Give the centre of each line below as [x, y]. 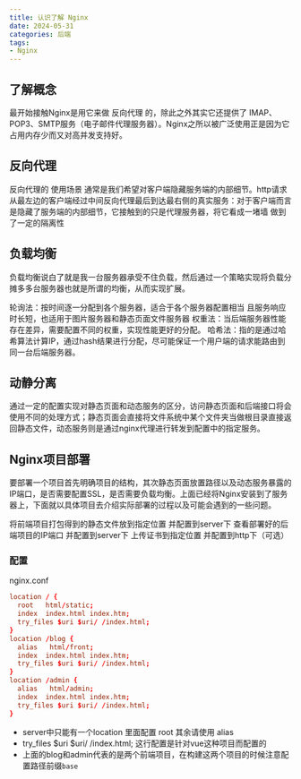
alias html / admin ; [56, 689]
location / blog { [42, 638]
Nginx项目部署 [50, 459]
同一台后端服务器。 [45, 352]
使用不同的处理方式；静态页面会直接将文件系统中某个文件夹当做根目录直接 [146, 417]
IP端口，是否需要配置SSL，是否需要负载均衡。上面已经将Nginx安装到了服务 [149, 494]
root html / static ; [56, 605]
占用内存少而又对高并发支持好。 [68, 134]
